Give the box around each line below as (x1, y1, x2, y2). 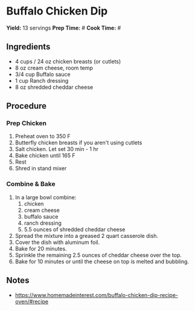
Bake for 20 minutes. (14, 245, 68, 252)
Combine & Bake (6, 180, 56, 188)
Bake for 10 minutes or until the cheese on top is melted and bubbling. (14, 258, 189, 265)
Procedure (6, 101, 47, 111)
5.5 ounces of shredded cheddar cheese (24, 225, 126, 233)
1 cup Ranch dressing (14, 77, 69, 84)
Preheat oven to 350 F (14, 133, 71, 140)
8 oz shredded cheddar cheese (14, 83, 94, 91)
